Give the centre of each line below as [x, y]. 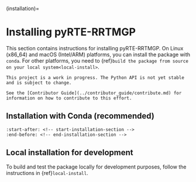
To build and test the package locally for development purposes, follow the [96, 167]
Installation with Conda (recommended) [80, 116]
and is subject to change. [39, 83]
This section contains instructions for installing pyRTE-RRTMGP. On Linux [95, 48]
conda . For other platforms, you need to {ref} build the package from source [97, 60]
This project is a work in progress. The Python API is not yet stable [95, 78]
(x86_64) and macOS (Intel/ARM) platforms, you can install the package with [98, 54]
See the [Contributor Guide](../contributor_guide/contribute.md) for [94, 93]
